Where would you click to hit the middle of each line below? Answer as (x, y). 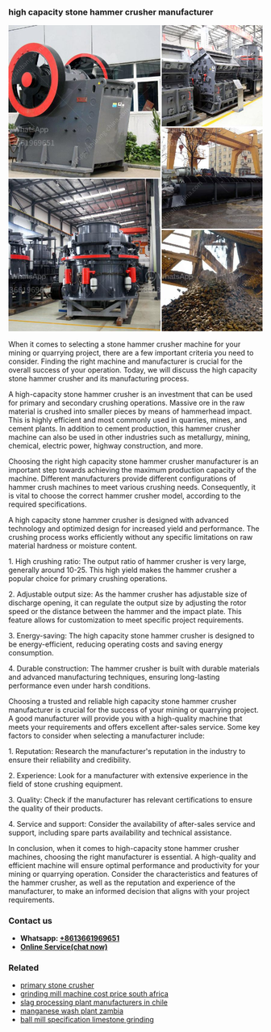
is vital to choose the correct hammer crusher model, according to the (125, 495)
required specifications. (48, 504)
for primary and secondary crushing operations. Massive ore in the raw (127, 402)
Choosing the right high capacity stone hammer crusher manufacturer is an (133, 461)
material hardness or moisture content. (73, 545)
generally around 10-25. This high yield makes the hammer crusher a (123, 570)
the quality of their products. (56, 808)
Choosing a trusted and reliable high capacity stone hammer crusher (123, 701)
